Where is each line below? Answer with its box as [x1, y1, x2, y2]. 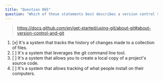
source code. [12, 60, 39, 66]
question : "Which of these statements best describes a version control [5, 12, 155, 16]
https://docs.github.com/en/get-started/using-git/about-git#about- [16, 25, 151, 31]
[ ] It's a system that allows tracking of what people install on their [12, 65, 144, 71]
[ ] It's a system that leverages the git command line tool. [12, 49, 126, 56]
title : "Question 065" [5, 7, 51, 12]
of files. [12, 45, 28, 50]
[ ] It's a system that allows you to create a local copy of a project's [12, 55, 147, 61]
